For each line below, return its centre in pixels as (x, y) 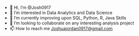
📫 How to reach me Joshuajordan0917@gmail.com (61, 28)
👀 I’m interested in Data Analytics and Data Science (61, 13)
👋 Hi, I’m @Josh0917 (30, 8)
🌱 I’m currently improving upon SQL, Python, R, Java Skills (68, 18)
